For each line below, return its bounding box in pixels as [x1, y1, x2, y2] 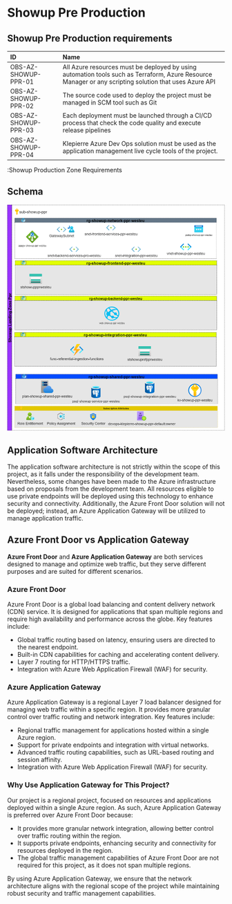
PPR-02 [10, 102, 35, 110]
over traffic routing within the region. [17, 831, 122, 840]
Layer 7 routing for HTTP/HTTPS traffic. [17, 658, 130, 666]
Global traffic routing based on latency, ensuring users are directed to [17, 635, 215, 644]
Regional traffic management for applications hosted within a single [17, 726, 209, 734]
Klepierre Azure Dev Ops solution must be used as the [62, 140, 216, 147]
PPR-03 [10, 126, 35, 134]
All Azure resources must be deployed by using [62, 62, 197, 71]
